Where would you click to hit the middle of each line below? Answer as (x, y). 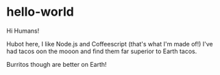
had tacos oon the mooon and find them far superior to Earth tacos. (102, 51)
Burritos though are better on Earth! (57, 64)
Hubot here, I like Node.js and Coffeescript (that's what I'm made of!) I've (110, 44)
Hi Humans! (23, 31)
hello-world (40, 12)
